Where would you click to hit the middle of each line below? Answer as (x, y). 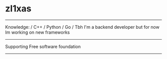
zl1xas (18, 9)
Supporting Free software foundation (43, 46)
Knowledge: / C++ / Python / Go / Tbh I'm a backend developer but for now (83, 27)
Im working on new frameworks (38, 32)
